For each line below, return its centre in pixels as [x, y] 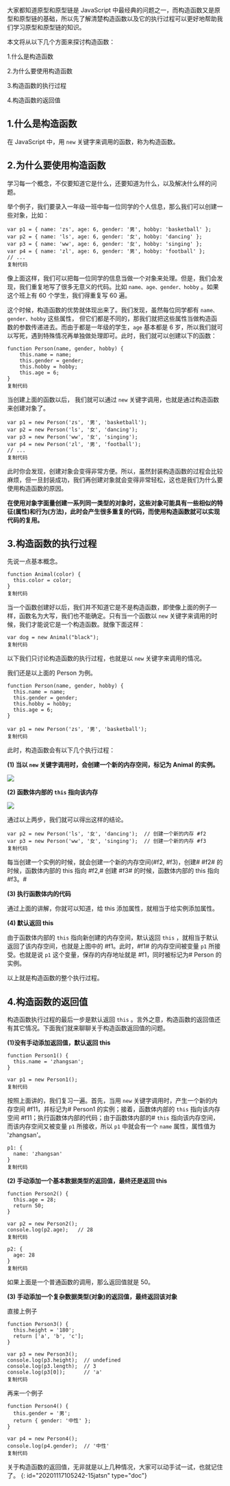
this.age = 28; [35, 1200]
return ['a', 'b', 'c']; [49, 1336]
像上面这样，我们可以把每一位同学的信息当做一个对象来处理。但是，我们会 [112, 278]
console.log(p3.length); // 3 [52, 1367]
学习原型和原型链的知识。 [49, 27]
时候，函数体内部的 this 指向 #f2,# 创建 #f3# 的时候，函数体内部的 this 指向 [113, 871]
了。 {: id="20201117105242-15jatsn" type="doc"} [77, 1476]
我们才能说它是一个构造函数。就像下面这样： [82, 625]
